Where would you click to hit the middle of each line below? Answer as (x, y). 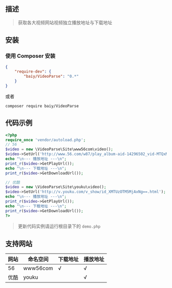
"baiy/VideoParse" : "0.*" (51, 76)
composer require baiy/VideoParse (42, 106)
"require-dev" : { (33, 72)
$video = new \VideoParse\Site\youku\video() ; (56, 187)
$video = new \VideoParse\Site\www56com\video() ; (59, 149)
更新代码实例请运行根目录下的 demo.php (59, 226)
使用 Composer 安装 (30, 56)
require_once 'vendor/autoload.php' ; (46, 140)
